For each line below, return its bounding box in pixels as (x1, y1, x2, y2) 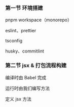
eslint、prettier (5, 28, 36, 34)
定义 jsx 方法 (5, 96, 32, 102)
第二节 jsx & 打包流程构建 (5, 62, 67, 69)
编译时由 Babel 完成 (5, 74, 47, 80)
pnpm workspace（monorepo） (5, 17, 72, 23)
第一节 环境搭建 (5, 4, 43, 11)
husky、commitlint (5, 48, 45, 54)
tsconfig (5, 38, 23, 44)
